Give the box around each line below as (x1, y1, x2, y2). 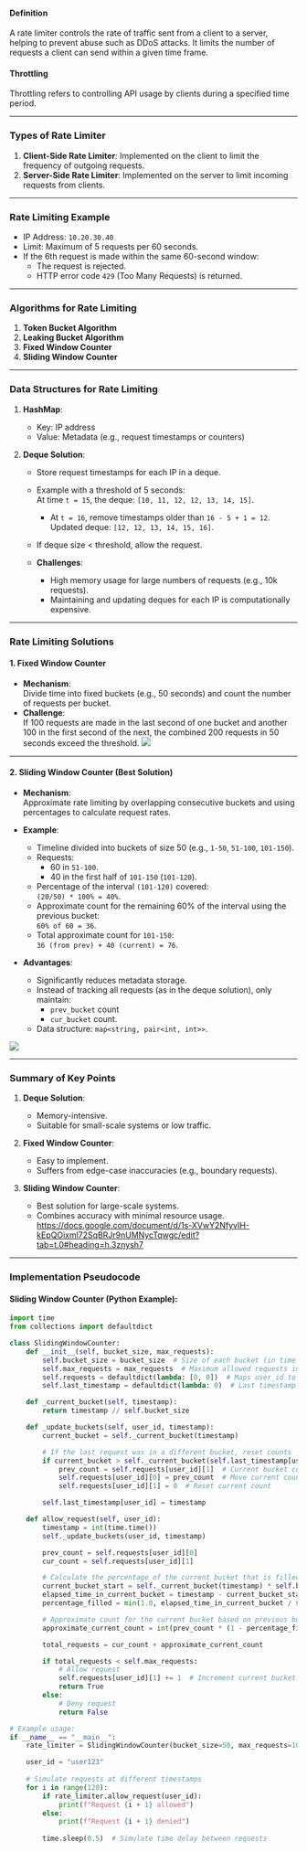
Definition (9, 7, 48, 18)
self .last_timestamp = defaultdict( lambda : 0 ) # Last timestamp (42, 1381, 297, 1390)
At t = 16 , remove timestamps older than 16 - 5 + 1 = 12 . (49, 512, 271, 523)
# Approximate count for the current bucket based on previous (42, 1614, 288, 1624)
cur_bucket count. (49, 1013, 118, 1024)
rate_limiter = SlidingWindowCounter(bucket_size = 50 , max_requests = (26, 1741, 292, 1751)
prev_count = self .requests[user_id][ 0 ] (42, 1548, 198, 1558)
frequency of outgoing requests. (22, 160, 145, 171)
